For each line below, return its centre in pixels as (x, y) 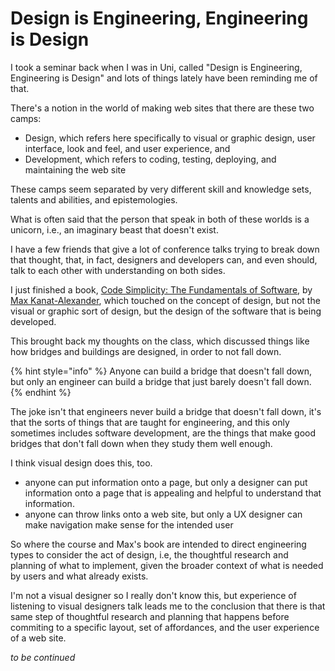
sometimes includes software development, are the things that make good (163, 433)
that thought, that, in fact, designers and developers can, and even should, (164, 259)
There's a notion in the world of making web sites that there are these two (162, 108)
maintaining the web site (75, 169)
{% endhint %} (41, 392)
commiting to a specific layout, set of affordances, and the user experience (165, 627)
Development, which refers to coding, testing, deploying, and (150, 159)
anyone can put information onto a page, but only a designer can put (166, 482)
